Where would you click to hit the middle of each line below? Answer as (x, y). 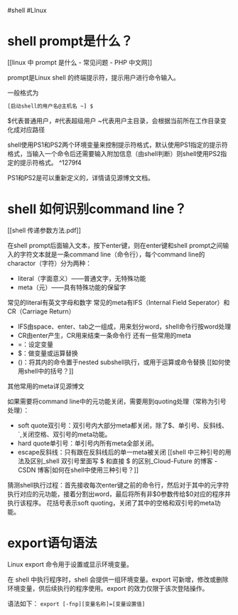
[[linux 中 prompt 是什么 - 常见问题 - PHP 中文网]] (80, 62)
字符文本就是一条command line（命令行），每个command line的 (112, 254)
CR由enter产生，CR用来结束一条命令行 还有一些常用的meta (104, 335)
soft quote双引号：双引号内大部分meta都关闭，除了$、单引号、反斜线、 (123, 425)
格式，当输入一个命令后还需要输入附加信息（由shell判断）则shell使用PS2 (114, 153)
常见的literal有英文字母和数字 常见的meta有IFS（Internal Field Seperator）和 (119, 302)
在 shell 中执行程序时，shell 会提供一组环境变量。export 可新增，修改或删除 (118, 579)
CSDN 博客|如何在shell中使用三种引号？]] (78, 470)
